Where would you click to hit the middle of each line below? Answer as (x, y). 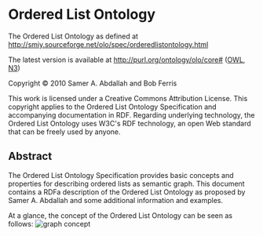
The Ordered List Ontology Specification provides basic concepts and (121, 175)
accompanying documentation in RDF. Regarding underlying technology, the (131, 114)
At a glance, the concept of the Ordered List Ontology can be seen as (121, 215)
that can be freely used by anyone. (64, 132)
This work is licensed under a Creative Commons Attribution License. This (128, 98)
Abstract (30, 156)
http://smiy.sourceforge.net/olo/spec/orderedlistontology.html (108, 44)
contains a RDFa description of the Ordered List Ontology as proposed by (127, 192)
